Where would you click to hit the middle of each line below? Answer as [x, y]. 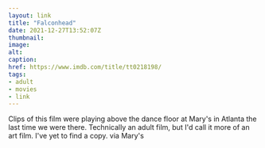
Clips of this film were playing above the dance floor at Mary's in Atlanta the [132, 119]
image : [19, 45]
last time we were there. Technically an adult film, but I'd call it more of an [129, 127]
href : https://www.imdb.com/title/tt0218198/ [85, 67]
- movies [23, 89]
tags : [17, 74]
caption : [23, 60]
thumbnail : [26, 38]
